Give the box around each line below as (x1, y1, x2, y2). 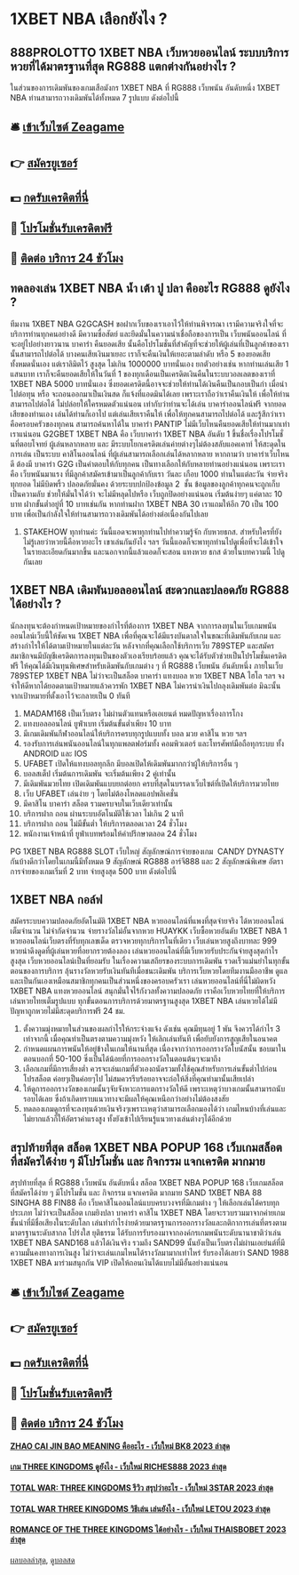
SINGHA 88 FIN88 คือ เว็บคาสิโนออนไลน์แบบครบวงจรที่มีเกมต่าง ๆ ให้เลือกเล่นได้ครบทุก (10, 1197, 280, 1209)
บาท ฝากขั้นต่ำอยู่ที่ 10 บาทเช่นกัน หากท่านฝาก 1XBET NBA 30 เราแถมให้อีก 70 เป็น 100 (10, 498, 279, 509)
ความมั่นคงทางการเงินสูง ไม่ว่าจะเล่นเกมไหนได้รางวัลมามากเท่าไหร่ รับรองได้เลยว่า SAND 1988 (10, 1248, 289, 1258)
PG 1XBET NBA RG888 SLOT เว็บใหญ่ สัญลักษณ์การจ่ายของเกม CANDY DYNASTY (10, 846, 285, 856)
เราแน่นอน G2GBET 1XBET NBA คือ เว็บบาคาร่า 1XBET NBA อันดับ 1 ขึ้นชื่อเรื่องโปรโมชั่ (10, 428, 283, 439)
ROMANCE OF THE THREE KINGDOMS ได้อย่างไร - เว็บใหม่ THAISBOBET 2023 (10, 1524, 287, 1535)
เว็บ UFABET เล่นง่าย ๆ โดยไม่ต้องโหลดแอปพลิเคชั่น (22, 788, 178, 799)
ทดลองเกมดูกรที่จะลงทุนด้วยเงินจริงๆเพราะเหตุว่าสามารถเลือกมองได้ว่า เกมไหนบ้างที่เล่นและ (22, 1104, 287, 1114)
